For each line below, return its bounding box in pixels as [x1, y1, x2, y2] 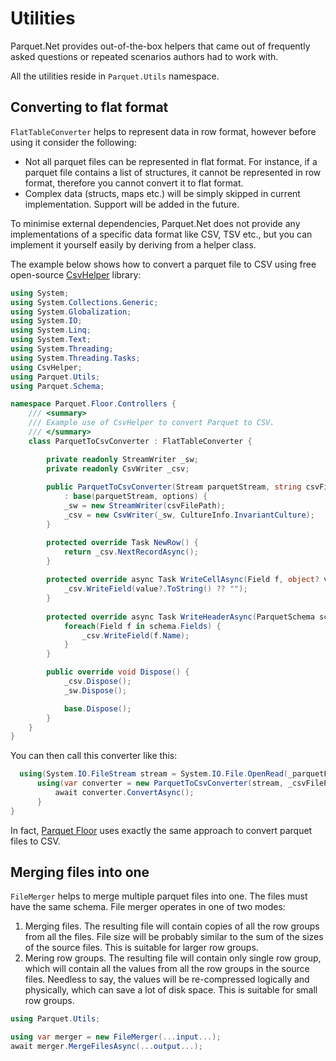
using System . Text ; [10, 335, 92, 345]
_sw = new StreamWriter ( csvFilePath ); [63, 501, 226, 511]
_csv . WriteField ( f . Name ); [81, 630, 190, 641]
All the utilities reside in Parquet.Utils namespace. [10, 70, 220, 82]
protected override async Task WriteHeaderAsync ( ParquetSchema [46, 612, 315, 622]
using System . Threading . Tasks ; [10, 353, 141, 363]
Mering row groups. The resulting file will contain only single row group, [24, 952, 322, 964]
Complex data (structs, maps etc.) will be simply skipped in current [24, 187, 301, 199]
